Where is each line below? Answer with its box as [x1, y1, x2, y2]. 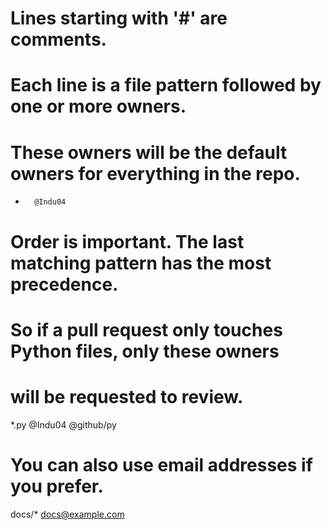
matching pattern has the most [10, 252, 272, 274]
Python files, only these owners [10, 340, 280, 362]
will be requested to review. [10, 385, 244, 408]
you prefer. [10, 475, 104, 497]
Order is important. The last [10, 230, 245, 253]
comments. [10, 28, 107, 51]
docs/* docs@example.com [10, 508, 125, 520]
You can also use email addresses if [10, 453, 313, 476]
